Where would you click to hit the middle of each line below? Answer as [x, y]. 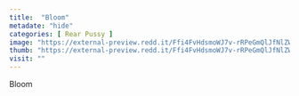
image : [21, 42]
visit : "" [28, 59]
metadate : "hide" [41, 26]
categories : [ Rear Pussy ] [61, 34]
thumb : [21, 51]
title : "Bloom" [39, 17]
